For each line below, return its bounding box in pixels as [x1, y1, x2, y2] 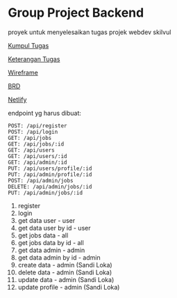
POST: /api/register [8, 122, 68, 130]
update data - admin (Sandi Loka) [17, 275, 115, 283]
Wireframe [8, 68, 39, 77]
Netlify [8, 95, 27, 104]
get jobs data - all [17, 231, 69, 240]
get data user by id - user [17, 223, 91, 232]
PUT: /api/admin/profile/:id [8, 171, 92, 178]
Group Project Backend [8, 5, 144, 21]
